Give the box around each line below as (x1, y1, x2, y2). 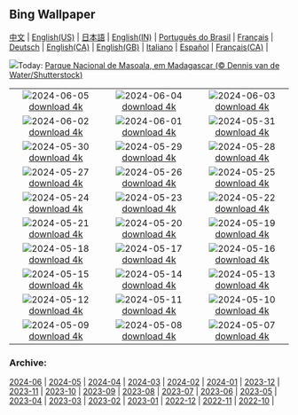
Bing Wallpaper (9, 7, 96, 22)
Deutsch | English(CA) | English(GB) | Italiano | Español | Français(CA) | (9, 42, 269, 52)
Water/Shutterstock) (9, 69, 83, 80)
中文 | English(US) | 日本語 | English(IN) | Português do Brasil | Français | (9, 31, 274, 43)
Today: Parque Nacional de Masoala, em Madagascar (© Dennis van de (18, 59, 280, 70)
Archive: (9, 356, 47, 369)
